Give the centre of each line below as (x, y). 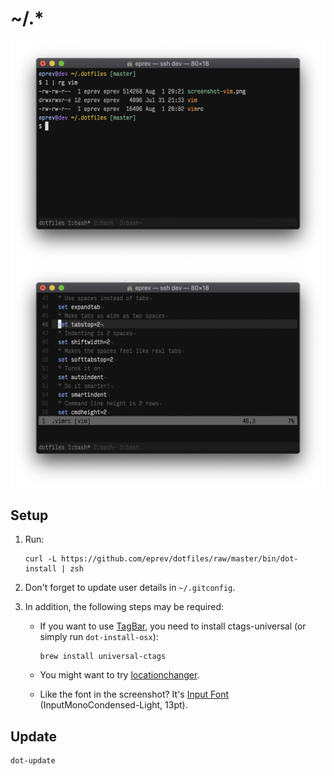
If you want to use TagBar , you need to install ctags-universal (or (173, 626)
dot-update (33, 761)
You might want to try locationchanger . (119, 675)
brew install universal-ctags (103, 657)
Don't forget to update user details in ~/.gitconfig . (130, 588)
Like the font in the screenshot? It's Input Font (134, 694)
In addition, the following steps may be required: (124, 607)
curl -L (40, 559)
